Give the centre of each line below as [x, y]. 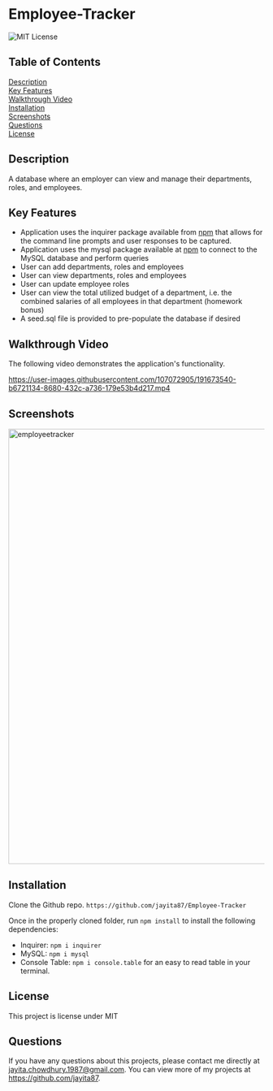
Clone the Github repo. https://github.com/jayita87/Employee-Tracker [127, 905]
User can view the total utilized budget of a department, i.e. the [126, 292]
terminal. [35, 971]
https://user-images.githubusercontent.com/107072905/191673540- [123, 379]
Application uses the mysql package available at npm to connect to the [139, 249]
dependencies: [33, 929]
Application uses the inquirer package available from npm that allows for [141, 232]
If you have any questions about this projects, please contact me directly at [134, 1061]
